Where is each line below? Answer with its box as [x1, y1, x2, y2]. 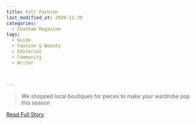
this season [21, 98, 50, 106]
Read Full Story [6, 111, 44, 118]
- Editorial [12, 49, 42, 55]
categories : [6, 20, 36, 26]
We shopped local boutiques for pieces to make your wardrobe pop [21, 92, 190, 100]
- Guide [12, 37, 32, 43]
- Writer [12, 60, 34, 66]
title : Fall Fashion [6, 9, 59, 15]
